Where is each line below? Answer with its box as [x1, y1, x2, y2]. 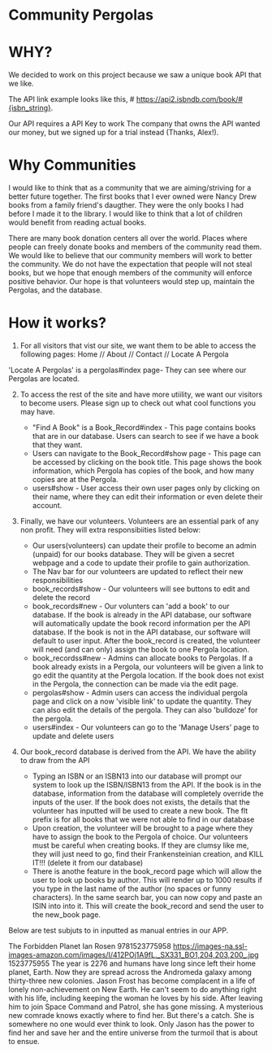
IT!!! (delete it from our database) [32, 858, 144, 867]
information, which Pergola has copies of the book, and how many [32, 466, 254, 476]
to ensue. [8, 1037, 41, 1046]
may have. [19, 407, 55, 416]
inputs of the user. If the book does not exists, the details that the [32, 797, 250, 807]
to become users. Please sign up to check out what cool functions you [19, 398, 257, 408]
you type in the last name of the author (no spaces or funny [32, 884, 231, 893]
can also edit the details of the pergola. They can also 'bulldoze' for [32, 705, 258, 714]
